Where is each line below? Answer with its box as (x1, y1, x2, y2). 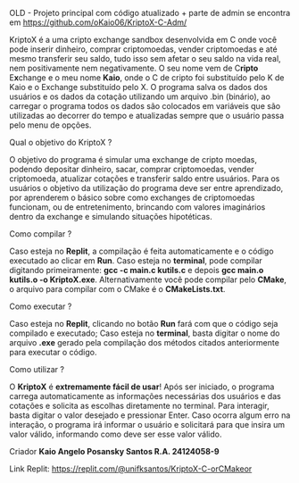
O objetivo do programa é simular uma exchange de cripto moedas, (9, 154, 257, 164)
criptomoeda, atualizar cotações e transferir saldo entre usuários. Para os (9, 173, 280, 184)
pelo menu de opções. (9, 120, 92, 130)
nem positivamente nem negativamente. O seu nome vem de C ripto (9, 62, 259, 73)
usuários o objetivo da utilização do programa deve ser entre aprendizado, (9, 183, 284, 193)
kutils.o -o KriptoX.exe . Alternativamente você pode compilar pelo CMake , (9, 274, 287, 285)
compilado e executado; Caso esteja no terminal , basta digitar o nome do (9, 328, 280, 338)
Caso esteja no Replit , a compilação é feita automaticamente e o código (9, 246, 274, 256)
